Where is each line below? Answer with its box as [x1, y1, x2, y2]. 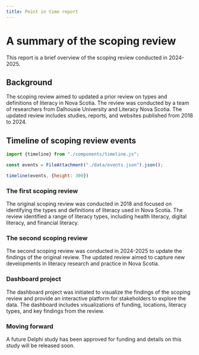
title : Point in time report [6, 8, 78, 15]
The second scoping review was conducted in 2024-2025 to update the [6, 248, 182, 255]
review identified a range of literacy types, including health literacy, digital [6, 213, 187, 220]
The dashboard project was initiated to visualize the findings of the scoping [6, 289, 191, 296]
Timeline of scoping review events [6, 135, 137, 145]
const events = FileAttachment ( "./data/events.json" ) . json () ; [6, 162, 163, 168]
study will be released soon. [6, 342, 75, 349]
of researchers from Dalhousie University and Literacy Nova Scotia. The [6, 106, 182, 113]
